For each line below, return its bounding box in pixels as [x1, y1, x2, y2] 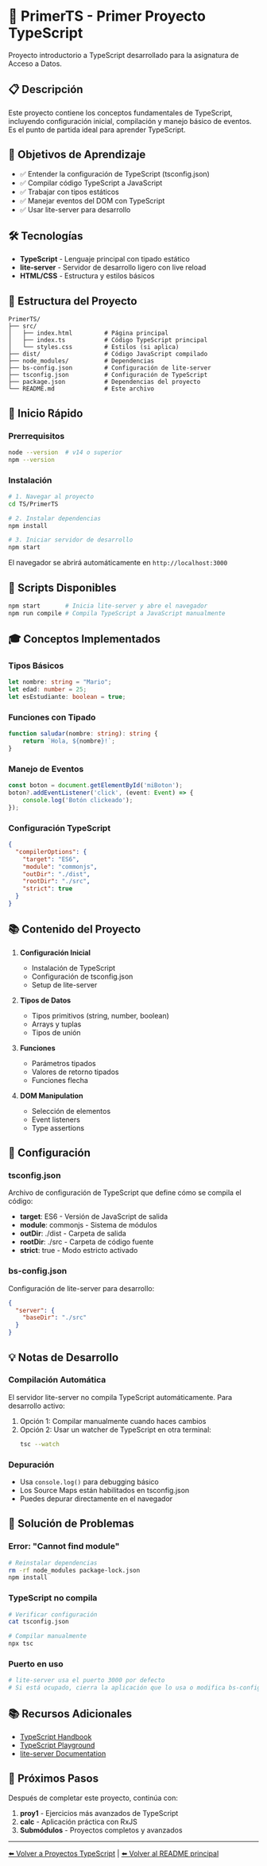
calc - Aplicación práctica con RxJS [19, 1817, 137, 1826]
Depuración [8, 1459, 55, 1470]
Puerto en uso [8, 1658, 64, 1669]
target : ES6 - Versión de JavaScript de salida [19, 1212, 168, 1221]
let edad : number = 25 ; [8, 685, 87, 694]
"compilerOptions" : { [15, 848, 87, 855]
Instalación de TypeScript [31, 963, 116, 972]
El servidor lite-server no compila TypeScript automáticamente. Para [8, 1392, 233, 1402]
